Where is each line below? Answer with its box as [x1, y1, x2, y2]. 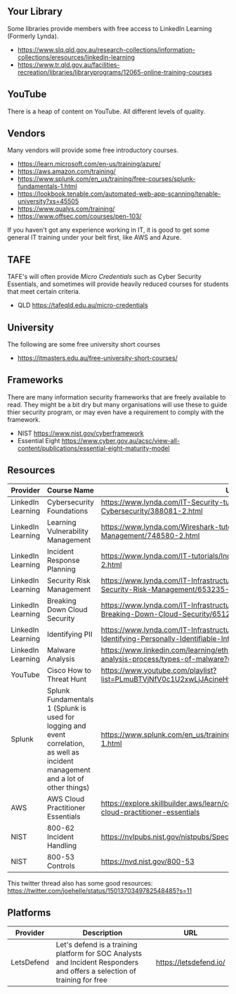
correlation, [46, 738, 85, 748]
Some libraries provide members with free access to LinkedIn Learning [7, 24, 212, 32]
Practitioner [46, 802, 86, 812]
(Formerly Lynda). [7, 32, 59, 40]
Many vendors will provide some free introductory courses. [7, 146, 179, 154]
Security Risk [46, 576, 91, 585]
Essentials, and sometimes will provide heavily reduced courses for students [7, 280, 229, 288]
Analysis [46, 654, 75, 664]
